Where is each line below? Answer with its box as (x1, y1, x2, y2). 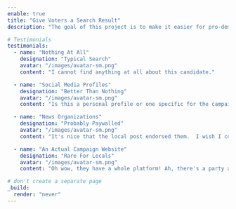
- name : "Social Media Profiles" (13, 81, 112, 88)
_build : (7, 184, 30, 191)
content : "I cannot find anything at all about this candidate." (20, 68, 216, 76)
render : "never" (13, 191, 61, 198)
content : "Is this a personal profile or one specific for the (20, 101, 209, 108)
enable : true (7, 10, 46, 18)
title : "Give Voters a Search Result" (7, 17, 121, 24)
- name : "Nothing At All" (13, 49, 90, 56)
